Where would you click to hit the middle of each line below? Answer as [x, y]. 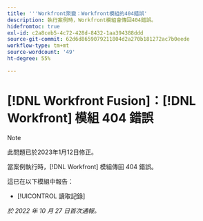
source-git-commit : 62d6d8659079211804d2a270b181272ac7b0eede [98, 39]
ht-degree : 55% [29, 59]
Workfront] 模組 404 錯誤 [80, 118]
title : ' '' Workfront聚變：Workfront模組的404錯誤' [77, 13]
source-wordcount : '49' [41, 52]
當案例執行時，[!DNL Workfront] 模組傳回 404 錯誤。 [82, 166]
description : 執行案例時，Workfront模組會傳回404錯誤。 [82, 20]
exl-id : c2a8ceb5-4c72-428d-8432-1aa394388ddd [75, 33]
